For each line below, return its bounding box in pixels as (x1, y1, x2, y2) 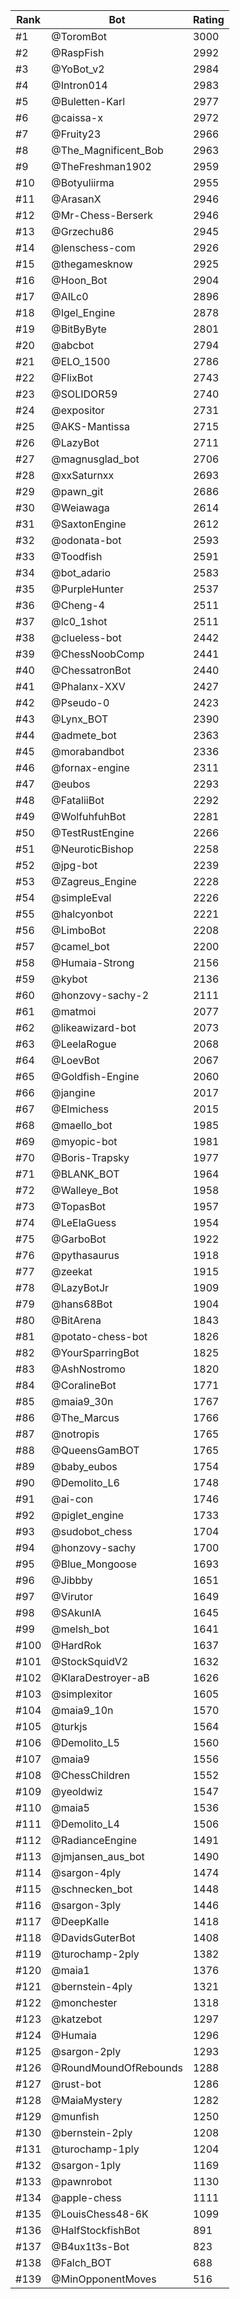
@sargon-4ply (51, 1866, 122, 1879)
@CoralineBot (51, 1379, 117, 1392)
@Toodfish (51, 550, 103, 563)
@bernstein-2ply (51, 2126, 133, 2139)
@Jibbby (51, 1574, 93, 1587)
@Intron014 (51, 79, 108, 92)
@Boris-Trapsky (51, 1151, 130, 1164)
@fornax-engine (51, 761, 130, 774)
